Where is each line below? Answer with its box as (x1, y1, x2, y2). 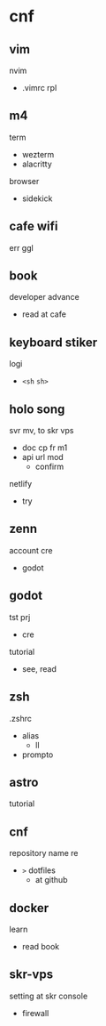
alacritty (21, 158, 53, 169)
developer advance (9, 292, 79, 303)
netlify (9, 479, 33, 489)
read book (21, 941, 60, 951)
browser (9, 175, 40, 186)
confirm (34, 461, 64, 473)
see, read (21, 663, 57, 674)
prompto (21, 749, 54, 760)
